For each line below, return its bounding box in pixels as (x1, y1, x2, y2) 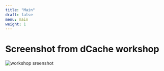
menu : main (5, 17, 29, 22)
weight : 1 (5, 21, 26, 27)
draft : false (5, 12, 33, 17)
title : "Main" (5, 7, 36, 13)
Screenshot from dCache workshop (5, 44, 159, 55)
